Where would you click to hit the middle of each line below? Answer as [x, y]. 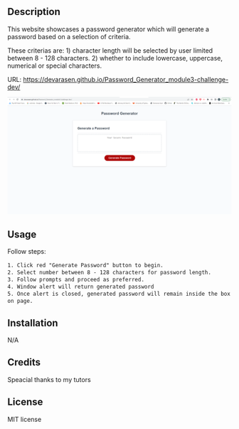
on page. [20, 301]
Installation [33, 323]
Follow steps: [27, 252]
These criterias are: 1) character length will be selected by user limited [110, 50]
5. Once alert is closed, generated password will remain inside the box [119, 294]
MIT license [25, 419]
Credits [24, 362]
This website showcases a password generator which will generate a [108, 29]
